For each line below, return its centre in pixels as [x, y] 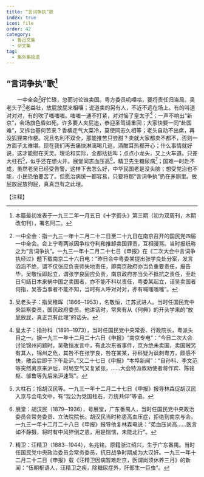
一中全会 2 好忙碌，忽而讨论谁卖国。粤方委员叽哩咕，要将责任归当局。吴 [106, 99]
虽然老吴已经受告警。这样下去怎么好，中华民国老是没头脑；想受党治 [102, 169]
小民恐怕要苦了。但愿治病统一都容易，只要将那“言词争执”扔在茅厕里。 [104, 176]
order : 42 [19, 29]
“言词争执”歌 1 [32, 83]
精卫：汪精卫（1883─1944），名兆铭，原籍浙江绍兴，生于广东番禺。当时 [105, 445]
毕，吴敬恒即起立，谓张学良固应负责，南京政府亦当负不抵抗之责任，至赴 [105, 274]
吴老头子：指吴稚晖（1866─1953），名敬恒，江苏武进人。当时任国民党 [102, 302]
